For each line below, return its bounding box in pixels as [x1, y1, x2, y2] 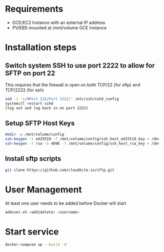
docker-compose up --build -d [5, 242, 67, 247]
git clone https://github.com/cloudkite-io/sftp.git [5, 168, 115, 172]
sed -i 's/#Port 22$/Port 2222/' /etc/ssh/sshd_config [5, 96, 119, 101]
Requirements [5, 3, 63, 15]
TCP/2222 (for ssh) [5, 87, 44, 93]
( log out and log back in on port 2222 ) [5, 105, 89, 110]
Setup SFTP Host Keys [5, 119, 75, 127]
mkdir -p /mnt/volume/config [5, 132, 64, 137]
